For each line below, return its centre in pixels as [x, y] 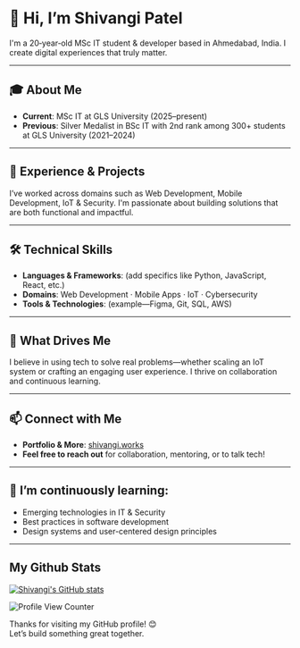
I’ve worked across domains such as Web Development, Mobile [126, 193]
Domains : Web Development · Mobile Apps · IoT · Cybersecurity [140, 295]
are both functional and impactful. [71, 212]
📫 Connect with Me [66, 419]
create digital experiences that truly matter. [88, 52]
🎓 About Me [46, 90]
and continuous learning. [55, 381]
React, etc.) [43, 285]
